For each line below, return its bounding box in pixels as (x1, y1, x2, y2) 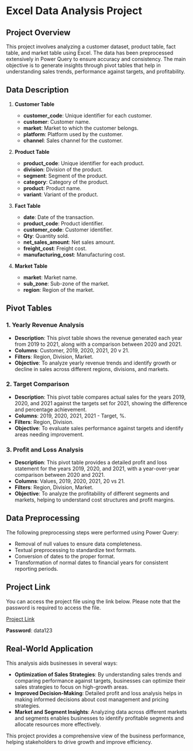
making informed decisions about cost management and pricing (14, 696, 169, 703)
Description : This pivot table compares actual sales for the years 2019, (14, 393, 186, 400)
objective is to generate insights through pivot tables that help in (6, 62, 161, 69)
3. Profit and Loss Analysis (6, 445, 84, 453)
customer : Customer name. (23, 118, 91, 125)
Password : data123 (6, 627, 53, 634)
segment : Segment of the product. (23, 172, 108, 179)
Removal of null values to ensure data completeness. (14, 540, 142, 547)
